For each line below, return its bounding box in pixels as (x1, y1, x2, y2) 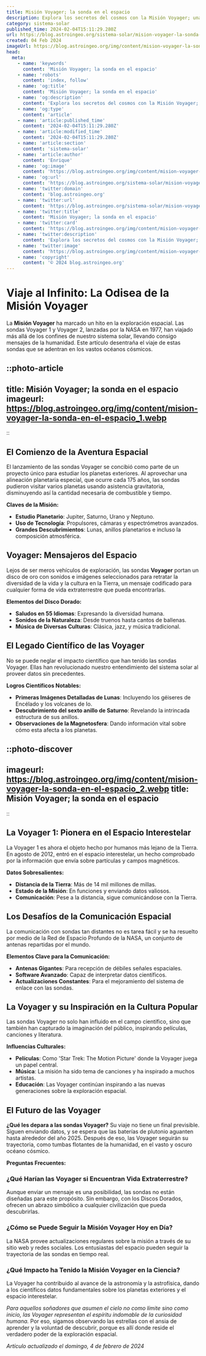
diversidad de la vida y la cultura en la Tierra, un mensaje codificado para (6, 579, 192, 587)
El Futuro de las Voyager (6, 1105, 101, 1116)
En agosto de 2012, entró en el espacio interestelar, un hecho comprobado (6, 850, 195, 858)
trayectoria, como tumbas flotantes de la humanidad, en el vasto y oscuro (6, 1141, 193, 1148)
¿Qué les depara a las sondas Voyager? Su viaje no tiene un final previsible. (6, 1121, 200, 1129)
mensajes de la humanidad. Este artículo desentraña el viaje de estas (6, 339, 181, 346)
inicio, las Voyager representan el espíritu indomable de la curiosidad (6, 1311, 182, 1319)
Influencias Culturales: (6, 1043, 66, 1050)
